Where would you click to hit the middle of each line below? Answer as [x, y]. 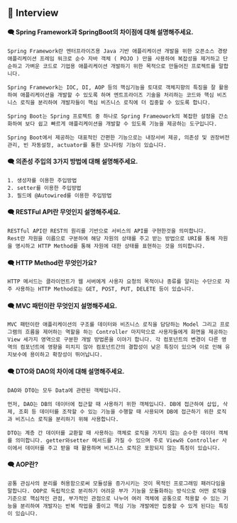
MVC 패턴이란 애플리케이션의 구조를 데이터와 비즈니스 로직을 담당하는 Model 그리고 [112, 325]
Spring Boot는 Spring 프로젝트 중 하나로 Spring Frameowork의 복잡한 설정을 [111, 116]
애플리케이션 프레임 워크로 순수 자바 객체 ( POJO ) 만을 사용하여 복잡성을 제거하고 [114, 58]
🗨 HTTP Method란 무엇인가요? [52, 262]
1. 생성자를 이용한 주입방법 [42, 180]
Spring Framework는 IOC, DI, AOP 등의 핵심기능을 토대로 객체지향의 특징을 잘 [112, 87]
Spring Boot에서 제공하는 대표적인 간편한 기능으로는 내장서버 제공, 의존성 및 [107, 137]
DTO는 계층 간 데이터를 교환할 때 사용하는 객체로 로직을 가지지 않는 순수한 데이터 [111, 433]
